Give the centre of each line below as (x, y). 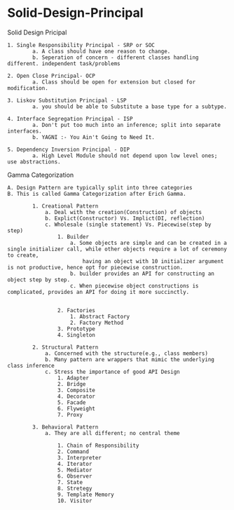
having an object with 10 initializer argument (153, 261)
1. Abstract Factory (100, 316)
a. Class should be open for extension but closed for (114, 82)
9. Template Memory (85, 495)
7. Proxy (70, 415)
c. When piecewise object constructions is (134, 286)
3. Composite (76, 390)
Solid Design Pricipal (37, 32)
